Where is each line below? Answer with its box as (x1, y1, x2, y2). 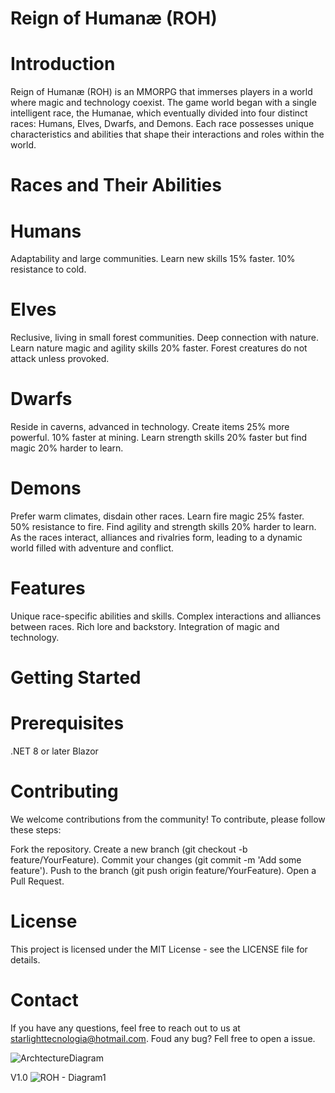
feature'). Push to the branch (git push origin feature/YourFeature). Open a (10, 865, 317, 877)
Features (10, 577, 86, 600)
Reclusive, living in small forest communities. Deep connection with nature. (10, 332, 319, 344)
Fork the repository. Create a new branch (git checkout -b (10, 843, 248, 856)
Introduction (10, 53, 116, 76)
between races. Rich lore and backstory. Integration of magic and (10, 621, 280, 632)
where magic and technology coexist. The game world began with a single (10, 97, 317, 109)
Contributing (10, 780, 119, 803)
